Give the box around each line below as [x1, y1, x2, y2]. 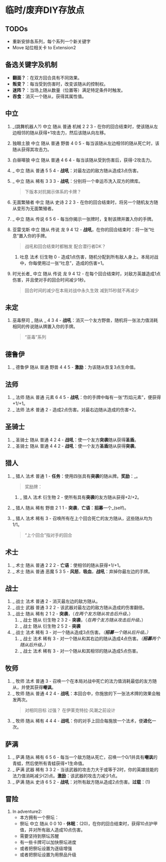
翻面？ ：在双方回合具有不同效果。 [12, 75, 82, 80]
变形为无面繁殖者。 [16, 205, 56, 211]
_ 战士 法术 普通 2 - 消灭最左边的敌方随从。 [12, 598, 101, 604]
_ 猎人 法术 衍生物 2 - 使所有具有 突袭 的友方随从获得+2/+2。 [19, 494, 142, 500]
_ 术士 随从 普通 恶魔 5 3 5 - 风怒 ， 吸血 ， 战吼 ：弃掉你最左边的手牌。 [12, 568, 153, 574]
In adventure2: [12, 808, 42, 814]
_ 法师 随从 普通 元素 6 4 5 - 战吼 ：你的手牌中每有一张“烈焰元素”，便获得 [12, 394, 161, 400]
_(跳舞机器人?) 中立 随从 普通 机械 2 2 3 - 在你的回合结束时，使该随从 [12, 123, 154, 129]
